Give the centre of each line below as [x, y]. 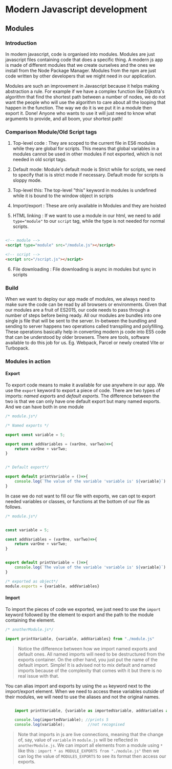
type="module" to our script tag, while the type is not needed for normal [89, 221]
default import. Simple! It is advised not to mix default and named [87, 665]
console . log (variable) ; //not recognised [70, 725]
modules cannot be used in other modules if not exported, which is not [87, 154]
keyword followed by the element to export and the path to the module [80, 614]
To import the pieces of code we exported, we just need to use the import [83, 609]
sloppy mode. [27, 180]
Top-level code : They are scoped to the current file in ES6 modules [84, 143]
